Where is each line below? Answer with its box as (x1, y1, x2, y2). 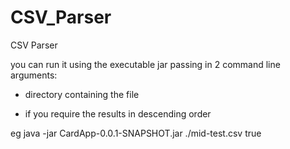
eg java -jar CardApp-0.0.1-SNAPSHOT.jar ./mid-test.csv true (10, 127, 262, 139)
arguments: (10, 69, 58, 81)
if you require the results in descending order (24, 107, 212, 120)
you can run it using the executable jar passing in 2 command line (10, 58, 281, 70)
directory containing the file (24, 88, 140, 100)
